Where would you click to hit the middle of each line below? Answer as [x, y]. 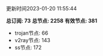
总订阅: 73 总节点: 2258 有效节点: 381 [52, 21]
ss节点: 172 [28, 47]
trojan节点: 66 [31, 33]
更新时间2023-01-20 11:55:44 [42, 8]
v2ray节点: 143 [32, 40]
